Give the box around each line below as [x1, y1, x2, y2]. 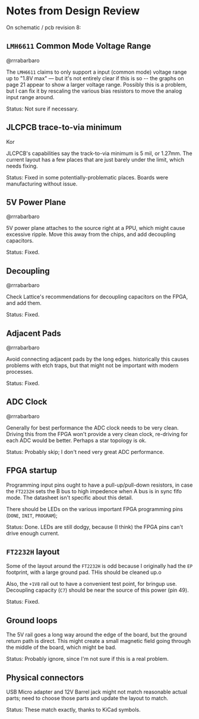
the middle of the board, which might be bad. [6, 644, 117, 651]
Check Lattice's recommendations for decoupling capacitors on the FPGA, [6, 293, 188, 301]
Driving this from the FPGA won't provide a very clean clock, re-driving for [6, 430, 188, 437]
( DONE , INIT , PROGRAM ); [6, 512, 58, 519]
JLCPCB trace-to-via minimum [6, 122, 122, 133]
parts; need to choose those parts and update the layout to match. [6, 695, 168, 702]
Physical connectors [6, 673, 84, 683]
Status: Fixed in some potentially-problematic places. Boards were [6, 174, 168, 181]
